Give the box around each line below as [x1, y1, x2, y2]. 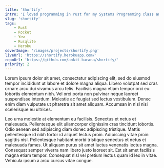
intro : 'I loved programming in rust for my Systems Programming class [5, 12, 154, 17]
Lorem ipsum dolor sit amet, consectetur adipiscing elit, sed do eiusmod [5, 75, 150, 81]
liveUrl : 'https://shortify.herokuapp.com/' [5, 52, 97, 58]
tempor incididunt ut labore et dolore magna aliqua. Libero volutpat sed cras [5, 80, 158, 86]
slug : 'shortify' [5, 16, 41, 21]
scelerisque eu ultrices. [5, 106, 52, 113]
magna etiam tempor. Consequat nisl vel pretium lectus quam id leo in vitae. [5, 152, 158, 158]
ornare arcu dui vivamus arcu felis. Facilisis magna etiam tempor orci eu [5, 86, 150, 92]
